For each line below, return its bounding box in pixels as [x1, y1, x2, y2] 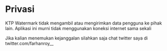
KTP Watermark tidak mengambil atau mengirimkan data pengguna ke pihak [5, 20, 162, 26]
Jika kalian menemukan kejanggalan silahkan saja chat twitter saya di [5, 35, 148, 41]
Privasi [5, 3, 35, 15]
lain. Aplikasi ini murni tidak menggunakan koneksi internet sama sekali [5, 25, 151, 31]
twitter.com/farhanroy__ [5, 40, 54, 46]
